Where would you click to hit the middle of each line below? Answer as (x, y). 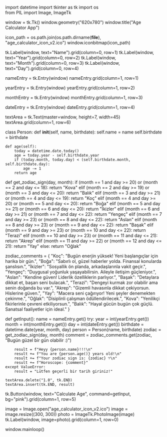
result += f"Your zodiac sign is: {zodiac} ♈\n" (66, 358)
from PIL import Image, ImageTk (38, 13)
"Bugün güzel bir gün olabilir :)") (38, 340)
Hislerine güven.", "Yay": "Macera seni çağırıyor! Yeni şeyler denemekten (80, 293)
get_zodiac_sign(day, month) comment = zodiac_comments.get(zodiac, (79, 335)
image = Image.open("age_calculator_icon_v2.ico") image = (67, 409)
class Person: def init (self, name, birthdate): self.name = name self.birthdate (84, 132)
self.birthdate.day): (28, 164)
